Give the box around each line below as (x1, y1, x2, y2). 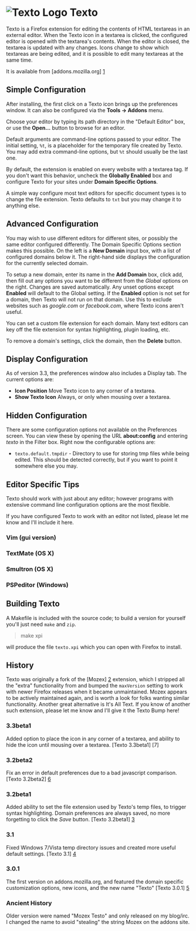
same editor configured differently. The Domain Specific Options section (6, 241, 181, 248)
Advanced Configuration (6, 219, 99, 229)
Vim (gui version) (6, 533, 57, 541)
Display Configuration (6, 354, 88, 364)
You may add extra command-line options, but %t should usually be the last (6, 148, 188, 155)
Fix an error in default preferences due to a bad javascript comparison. (6, 769, 177, 776)
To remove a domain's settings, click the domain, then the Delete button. (6, 337, 182, 344)
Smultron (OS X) (6, 565, 54, 573)
